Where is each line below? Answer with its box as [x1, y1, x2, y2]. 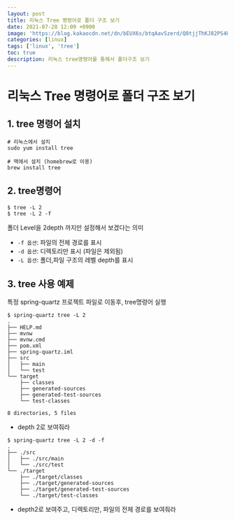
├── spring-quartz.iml [7, 349, 73, 356]
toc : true [7, 50, 36, 57]
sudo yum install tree [7, 144, 73, 151]
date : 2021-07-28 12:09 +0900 [7, 23, 96, 30]
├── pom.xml [7, 342, 42, 350]
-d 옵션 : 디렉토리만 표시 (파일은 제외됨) [17, 246, 124, 255]
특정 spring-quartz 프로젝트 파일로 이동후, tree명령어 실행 [7, 298, 166, 307]
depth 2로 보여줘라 [17, 423, 70, 431]
